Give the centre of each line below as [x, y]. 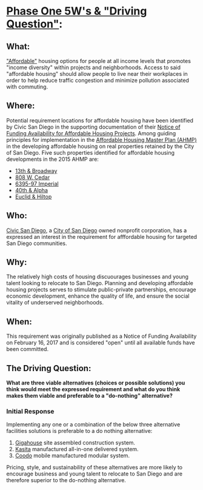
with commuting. [27, 87]
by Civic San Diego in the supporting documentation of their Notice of [93, 127]
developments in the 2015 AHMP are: [52, 159]
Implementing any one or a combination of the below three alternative [93, 425]
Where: [21, 106]
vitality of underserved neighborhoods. [55, 303]
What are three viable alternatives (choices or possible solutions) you [96, 383]
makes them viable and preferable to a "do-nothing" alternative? [89, 396]
